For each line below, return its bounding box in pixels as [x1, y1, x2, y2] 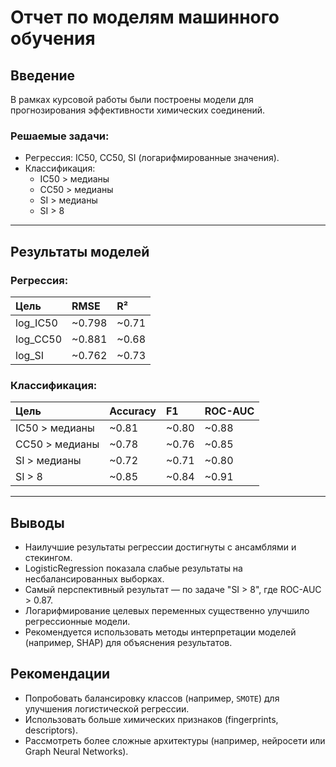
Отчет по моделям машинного [10, 6, 280, 29]
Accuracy [109, 404, 157, 418]
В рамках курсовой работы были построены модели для [10, 94, 254, 105]
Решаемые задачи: [10, 129, 110, 143]
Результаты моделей [10, 243, 150, 260]
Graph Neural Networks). [24, 745, 129, 757]
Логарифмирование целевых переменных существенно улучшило [24, 605, 310, 617]
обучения [10, 27, 96, 50]
